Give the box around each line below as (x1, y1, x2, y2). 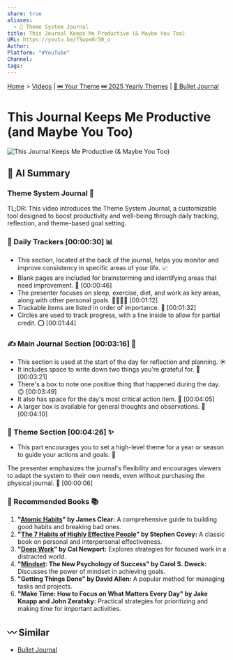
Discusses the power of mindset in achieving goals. (17, 568, 166, 576)
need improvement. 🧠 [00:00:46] (17, 281, 112, 289)
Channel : (7, 56, 33, 63)
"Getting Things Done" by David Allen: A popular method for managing (17, 575, 225, 583)
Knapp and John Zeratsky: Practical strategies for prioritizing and (17, 597, 208, 605)
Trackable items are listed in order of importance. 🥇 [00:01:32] (17, 303, 197, 311)
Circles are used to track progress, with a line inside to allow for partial (17, 311, 220, 319)
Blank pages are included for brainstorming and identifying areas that (17, 274, 218, 282)
